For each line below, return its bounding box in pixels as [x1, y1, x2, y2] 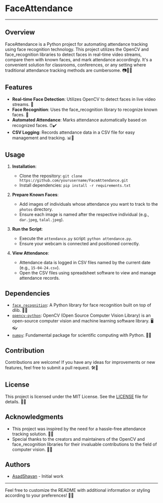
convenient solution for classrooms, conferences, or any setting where [5, 62, 147, 68]
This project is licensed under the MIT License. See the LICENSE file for [5, 394, 148, 399]
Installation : [12, 163, 37, 169]
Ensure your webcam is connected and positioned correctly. [19, 241, 140, 247]
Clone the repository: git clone [19, 173, 82, 179]
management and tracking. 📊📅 [12, 135, 74, 141]
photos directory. [19, 206, 53, 212]
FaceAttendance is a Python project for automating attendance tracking [5, 41, 148, 47]
